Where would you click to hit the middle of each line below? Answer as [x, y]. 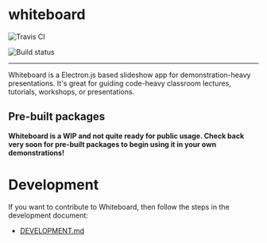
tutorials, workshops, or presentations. [72, 91]
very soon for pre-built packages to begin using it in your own [112, 144]
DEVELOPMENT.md [52, 230]
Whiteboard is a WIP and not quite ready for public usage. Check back [126, 136]
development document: [48, 215]
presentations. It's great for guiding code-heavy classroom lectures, [120, 83]
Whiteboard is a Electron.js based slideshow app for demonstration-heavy [130, 75]
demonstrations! [37, 152]
